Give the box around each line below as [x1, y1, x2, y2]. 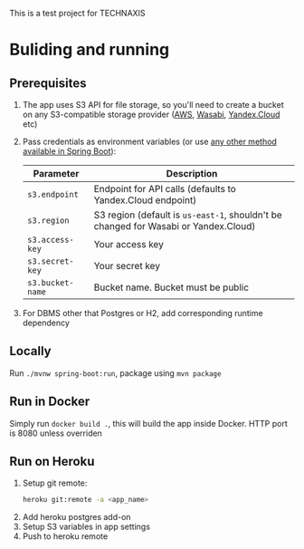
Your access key [93, 238, 165, 250]
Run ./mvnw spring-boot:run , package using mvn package [9, 367, 222, 379]
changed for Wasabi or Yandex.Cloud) [93, 220, 256, 232]
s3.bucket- [26, 278, 74, 288]
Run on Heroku [9, 454, 95, 469]
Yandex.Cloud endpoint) [93, 194, 197, 207]
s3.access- [26, 235, 74, 245]
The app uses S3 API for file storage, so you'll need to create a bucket [22, 100, 284, 110]
